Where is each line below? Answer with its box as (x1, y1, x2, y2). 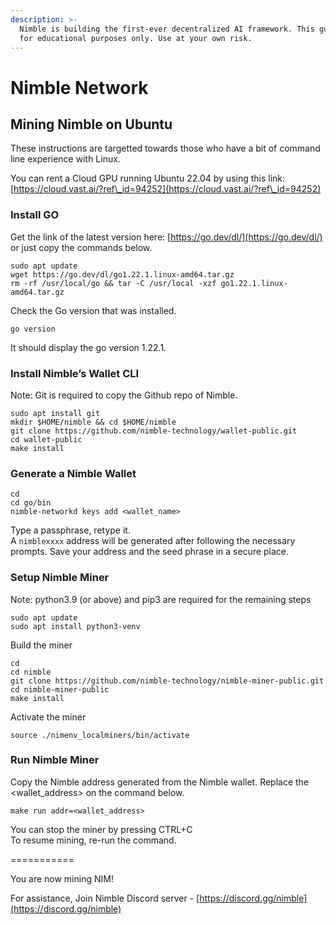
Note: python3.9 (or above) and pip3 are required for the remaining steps (10, 593, 312, 605)
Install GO (10, 208, 60, 222)
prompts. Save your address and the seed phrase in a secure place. (10, 546, 290, 558)
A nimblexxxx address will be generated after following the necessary (10, 535, 296, 547)
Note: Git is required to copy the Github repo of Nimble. (10, 389, 238, 401)
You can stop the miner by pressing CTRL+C (10, 823, 193, 835)
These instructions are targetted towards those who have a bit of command (10, 142, 321, 155)
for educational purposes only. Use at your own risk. (19, 33, 253, 43)
